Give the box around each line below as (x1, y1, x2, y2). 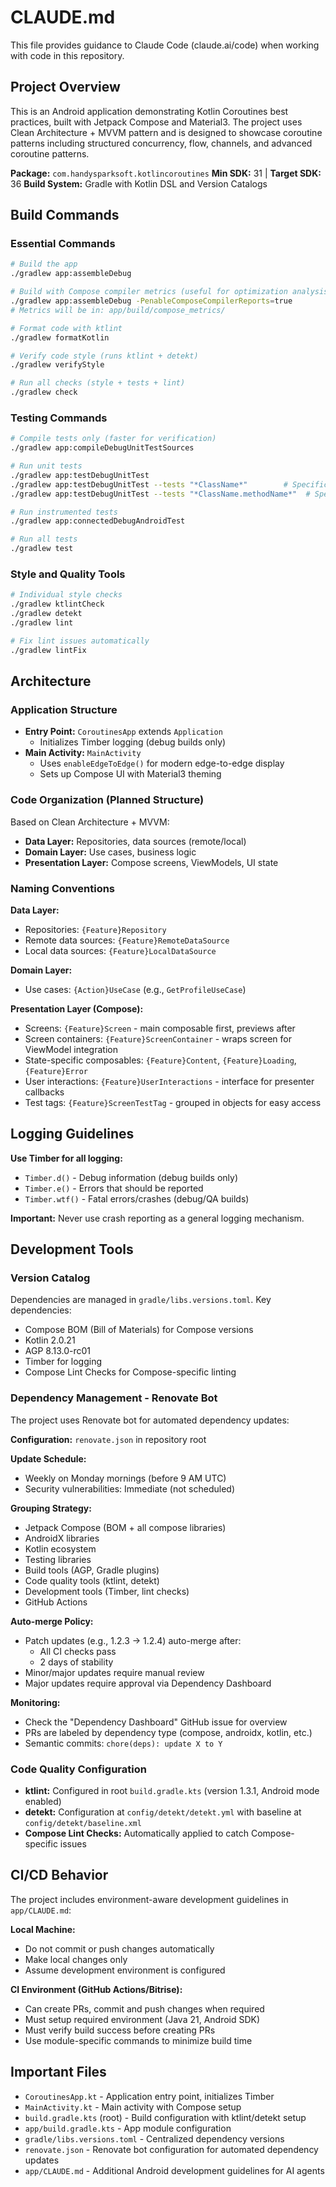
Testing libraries (24, 1553, 92, 1565)
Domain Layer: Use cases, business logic (24, 846, 197, 858)
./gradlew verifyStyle (10, 360, 105, 370)
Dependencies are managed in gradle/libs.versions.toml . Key (10, 1294, 272, 1306)
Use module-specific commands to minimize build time (24, 2034, 253, 2046)
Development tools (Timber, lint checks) (24, 1585, 190, 1597)
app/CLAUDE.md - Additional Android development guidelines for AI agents (24, 2164, 325, 2176)
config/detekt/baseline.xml (24, 1819, 142, 1829)
